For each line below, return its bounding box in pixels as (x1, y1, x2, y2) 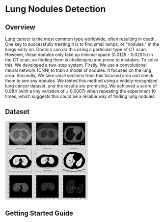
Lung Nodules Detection (5, 3, 106, 15)
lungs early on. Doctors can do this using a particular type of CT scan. (5, 47, 147, 52)
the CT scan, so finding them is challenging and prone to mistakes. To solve (5, 57, 159, 62)
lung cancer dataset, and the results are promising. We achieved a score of (5, 83, 157, 89)
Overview (5, 23, 36, 31)
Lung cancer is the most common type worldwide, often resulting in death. (5, 36, 156, 42)
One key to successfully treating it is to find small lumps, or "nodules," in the (5, 41, 160, 47)
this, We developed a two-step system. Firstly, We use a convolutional (5, 62, 147, 68)
